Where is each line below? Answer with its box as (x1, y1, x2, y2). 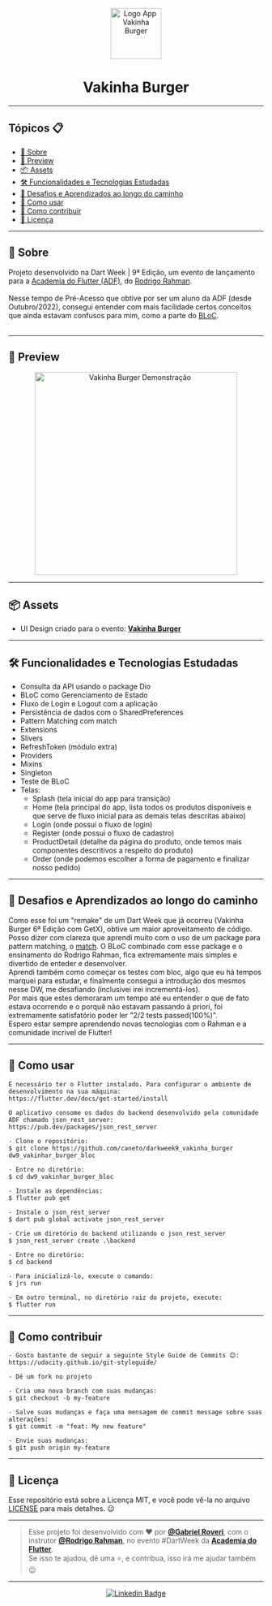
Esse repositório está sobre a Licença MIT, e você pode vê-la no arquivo (8, 1495, 251, 1505)
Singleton (19, 768, 53, 777)
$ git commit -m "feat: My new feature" (8, 1423, 147, 1431)
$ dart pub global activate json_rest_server (8, 1215, 164, 1224)
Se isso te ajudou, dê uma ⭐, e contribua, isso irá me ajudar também (28, 1553, 257, 1563)
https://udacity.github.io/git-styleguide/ (8, 1358, 158, 1367)
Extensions (19, 725, 57, 734)
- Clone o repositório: (8, 1137, 89, 1145)
